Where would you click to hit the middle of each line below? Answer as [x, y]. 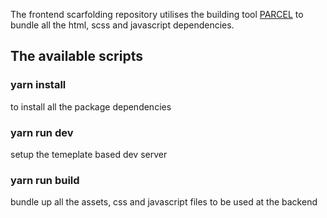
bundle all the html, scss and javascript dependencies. [122, 25]
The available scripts [76, 56]
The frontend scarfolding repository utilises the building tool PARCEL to [157, 14]
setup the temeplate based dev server [89, 154]
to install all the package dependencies [91, 106]
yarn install [38, 85]
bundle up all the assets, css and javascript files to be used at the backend [164, 202]
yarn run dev [42, 132]
